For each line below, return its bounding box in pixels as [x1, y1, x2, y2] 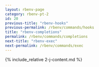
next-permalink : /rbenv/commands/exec [5, 43, 83, 48]
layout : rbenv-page [5, 7, 45, 12]
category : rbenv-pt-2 [5, 12, 49, 17]
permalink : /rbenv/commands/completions [5, 34, 88, 39]
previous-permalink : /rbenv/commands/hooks [5, 25, 95, 30]
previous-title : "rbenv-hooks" [5, 20, 68, 26]
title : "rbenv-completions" [5, 30, 62, 34]
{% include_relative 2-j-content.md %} [5, 56, 82, 62]
